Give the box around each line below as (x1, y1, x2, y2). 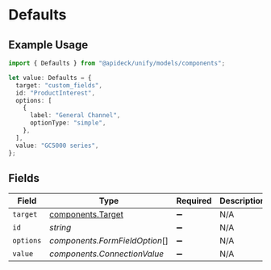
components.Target (49, 209, 123, 220)
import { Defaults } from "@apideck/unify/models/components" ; (8, 59, 226, 67)
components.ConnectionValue (49, 248, 164, 259)
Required (176, 196, 212, 207)
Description (219, 196, 266, 207)
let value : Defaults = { (8, 74, 92, 82)
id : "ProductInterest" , (15, 89, 95, 97)
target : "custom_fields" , (15, 81, 103, 90)
